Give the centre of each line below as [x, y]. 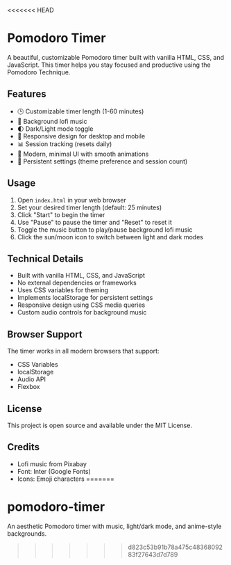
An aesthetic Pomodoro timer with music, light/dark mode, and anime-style [114, 526]
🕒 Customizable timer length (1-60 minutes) [80, 111]
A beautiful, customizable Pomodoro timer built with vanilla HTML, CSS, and [115, 57]
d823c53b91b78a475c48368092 [176, 547]
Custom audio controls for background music [82, 312]
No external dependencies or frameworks [77, 283]
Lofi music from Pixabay [52, 464]
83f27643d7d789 [153, 554]
